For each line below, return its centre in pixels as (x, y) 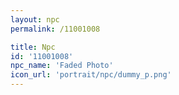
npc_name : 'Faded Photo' (62, 66)
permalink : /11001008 (55, 29)
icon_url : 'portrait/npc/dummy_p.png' (91, 75)
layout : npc (35, 19)
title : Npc (33, 47)
